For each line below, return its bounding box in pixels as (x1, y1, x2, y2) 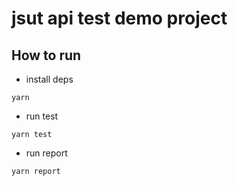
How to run (11, 47, 82, 64)
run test (25, 110, 59, 122)
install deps (25, 73, 74, 85)
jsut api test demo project (11, 7, 228, 30)
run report (25, 147, 68, 159)
